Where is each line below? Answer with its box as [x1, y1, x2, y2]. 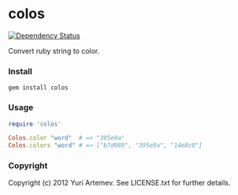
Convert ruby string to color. [8, 46, 100, 55]
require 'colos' [8, 120, 61, 128]
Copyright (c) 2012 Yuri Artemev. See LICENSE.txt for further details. [8, 178, 231, 188]
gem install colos [8, 84, 69, 92]
